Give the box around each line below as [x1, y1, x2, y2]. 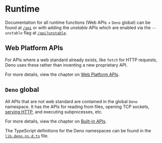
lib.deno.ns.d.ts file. [5, 133, 49, 139]
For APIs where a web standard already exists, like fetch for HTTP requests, [5, 57, 158, 63]
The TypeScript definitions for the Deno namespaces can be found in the [5, 127, 151, 133]
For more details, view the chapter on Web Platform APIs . [5, 71, 120, 77]
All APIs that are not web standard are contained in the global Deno [5, 98, 138, 104]
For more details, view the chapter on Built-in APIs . [5, 118, 107, 124]
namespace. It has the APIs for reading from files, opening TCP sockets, [5, 104, 150, 109]
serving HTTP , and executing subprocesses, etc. [5, 108, 103, 115]
